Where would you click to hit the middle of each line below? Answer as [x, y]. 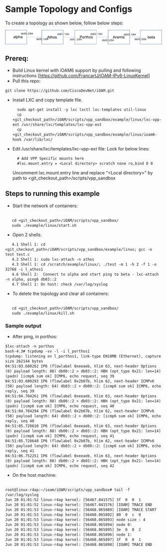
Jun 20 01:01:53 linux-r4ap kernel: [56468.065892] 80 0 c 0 [73, 515]
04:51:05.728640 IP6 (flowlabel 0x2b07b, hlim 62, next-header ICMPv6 [80, 441]
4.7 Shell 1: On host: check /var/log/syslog [60, 284]
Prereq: [17, 58]
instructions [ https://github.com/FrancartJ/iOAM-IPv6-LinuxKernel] [81, 76]
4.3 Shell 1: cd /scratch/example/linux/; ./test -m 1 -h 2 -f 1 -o [84, 264]
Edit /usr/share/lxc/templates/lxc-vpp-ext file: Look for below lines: [81, 149]
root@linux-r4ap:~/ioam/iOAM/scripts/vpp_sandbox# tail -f [68, 490]
